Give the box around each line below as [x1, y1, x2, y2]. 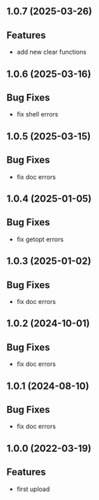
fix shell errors [16, 110, 59, 119]
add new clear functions [16, 48, 86, 56]
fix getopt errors [16, 235, 64, 243]
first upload [16, 485, 50, 493]
